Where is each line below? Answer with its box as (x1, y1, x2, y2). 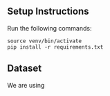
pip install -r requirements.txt (7, 43, 104, 51)
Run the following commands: (7, 24, 92, 32)
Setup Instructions (7, 6, 89, 17)
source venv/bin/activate (7, 38, 82, 45)
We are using (7, 81, 45, 89)
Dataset (7, 63, 42, 74)
